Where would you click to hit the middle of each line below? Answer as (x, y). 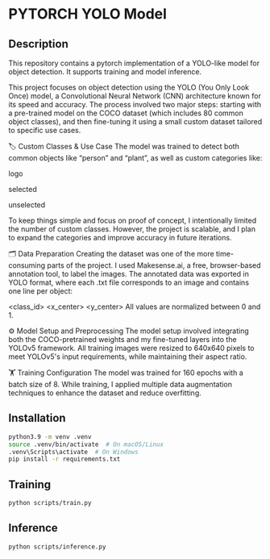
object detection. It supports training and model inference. (105, 72)
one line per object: (40, 291)
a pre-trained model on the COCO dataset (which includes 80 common (126, 113)
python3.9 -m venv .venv (50, 436)
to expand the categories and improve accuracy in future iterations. (120, 238)
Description (38, 44)
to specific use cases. (45, 130)
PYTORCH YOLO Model (88, 14)
